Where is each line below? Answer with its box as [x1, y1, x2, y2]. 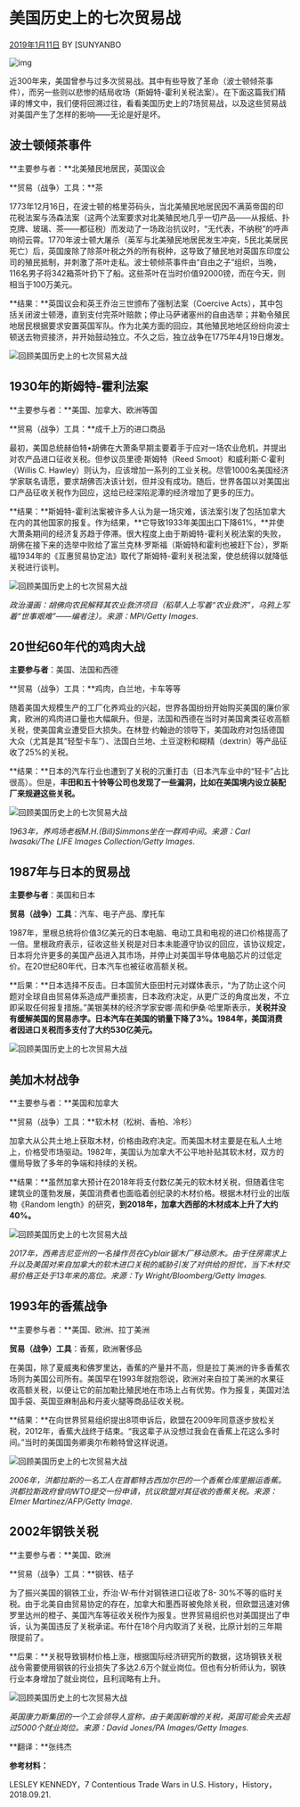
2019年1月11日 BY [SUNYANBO [9, 39, 122, 50]
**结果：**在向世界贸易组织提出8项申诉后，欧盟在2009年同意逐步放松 [9, 1415, 268, 1425]
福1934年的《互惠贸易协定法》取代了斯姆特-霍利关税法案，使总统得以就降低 [9, 550, 288, 561]
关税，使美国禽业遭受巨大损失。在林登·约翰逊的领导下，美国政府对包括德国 [9, 724, 285, 736]
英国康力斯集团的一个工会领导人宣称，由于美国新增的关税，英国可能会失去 [9, 1711, 282, 1721]
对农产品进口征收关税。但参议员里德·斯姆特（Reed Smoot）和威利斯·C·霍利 [9, 453, 285, 464]
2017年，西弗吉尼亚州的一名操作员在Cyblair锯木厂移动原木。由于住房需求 [9, 1248, 280, 1258]
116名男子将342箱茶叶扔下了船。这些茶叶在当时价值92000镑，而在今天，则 [9, 268, 287, 278]
